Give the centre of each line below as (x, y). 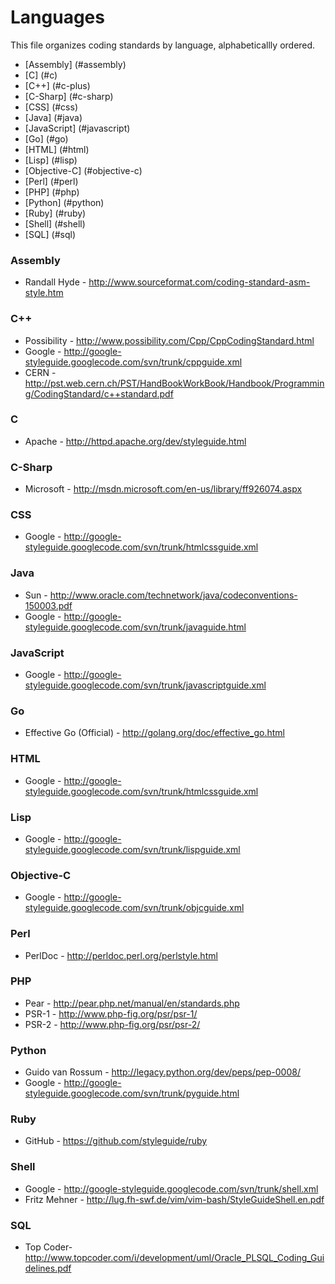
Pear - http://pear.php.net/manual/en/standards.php (132, 1003)
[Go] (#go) (46, 138)
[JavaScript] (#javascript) (77, 128)
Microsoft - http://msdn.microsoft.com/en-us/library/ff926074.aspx (163, 489)
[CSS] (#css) (51, 107)
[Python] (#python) (64, 202)
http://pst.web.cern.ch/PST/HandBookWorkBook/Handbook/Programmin (174, 383)
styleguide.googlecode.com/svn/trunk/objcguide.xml (134, 908)
